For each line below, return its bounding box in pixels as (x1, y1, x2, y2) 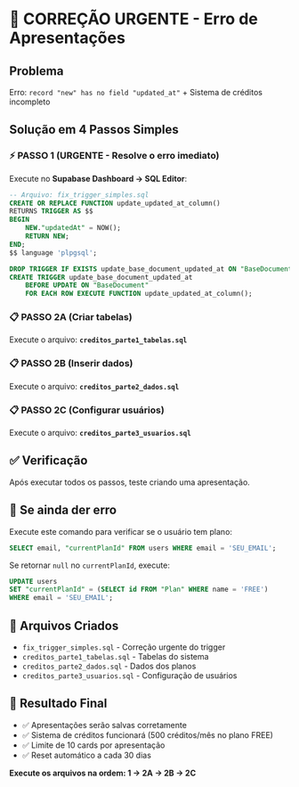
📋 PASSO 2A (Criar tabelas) (9, 311, 133, 324)
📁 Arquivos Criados (9, 618, 119, 633)
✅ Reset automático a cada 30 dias (21, 750, 151, 760)
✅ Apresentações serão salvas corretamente (21, 719, 187, 730)
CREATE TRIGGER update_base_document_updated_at (9, 273, 193, 282)
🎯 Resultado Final (9, 696, 108, 711)
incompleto (9, 96, 51, 107)
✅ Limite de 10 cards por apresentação (21, 740, 166, 750)
